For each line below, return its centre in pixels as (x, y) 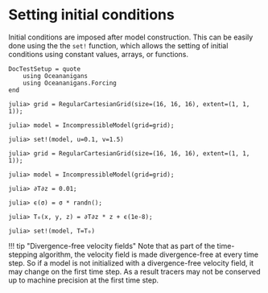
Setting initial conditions (91, 15)
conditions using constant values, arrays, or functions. (99, 54)
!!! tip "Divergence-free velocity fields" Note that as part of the (112, 246)
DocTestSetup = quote (45, 69)
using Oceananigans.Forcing (70, 83)
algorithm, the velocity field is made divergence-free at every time (149, 254)
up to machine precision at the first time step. (84, 280)
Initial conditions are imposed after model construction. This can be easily (131, 37)
